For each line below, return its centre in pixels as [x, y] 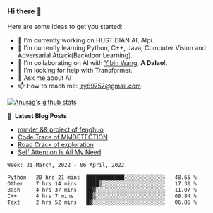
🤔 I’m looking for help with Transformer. [75, 71]
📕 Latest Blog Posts [37, 116]
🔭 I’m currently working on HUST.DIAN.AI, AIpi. [86, 40]
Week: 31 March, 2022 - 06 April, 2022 [66, 166]
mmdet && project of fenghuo [60, 129]
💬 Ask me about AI [44, 78]
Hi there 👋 [25, 11]
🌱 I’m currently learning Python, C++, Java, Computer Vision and [112, 48]
